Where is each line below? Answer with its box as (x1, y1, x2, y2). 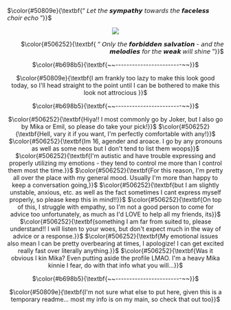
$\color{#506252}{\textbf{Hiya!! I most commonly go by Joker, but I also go (8, 115, 223, 123)
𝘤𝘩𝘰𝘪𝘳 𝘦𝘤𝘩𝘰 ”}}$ (7, 14, 52, 22)
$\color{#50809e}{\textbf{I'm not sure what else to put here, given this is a (9, 288, 222, 296)
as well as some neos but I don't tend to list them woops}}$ (31, 144, 200, 153)
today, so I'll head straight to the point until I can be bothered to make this (11, 81, 220, 89)
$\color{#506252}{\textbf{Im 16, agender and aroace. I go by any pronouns (8, 137, 223, 145)
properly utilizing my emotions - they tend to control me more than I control (9, 159, 222, 167)
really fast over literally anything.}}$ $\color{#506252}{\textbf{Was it (18, 247, 213, 254)
